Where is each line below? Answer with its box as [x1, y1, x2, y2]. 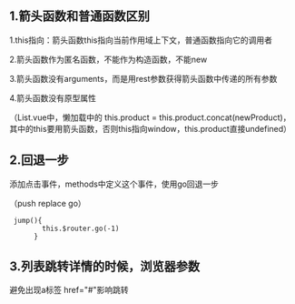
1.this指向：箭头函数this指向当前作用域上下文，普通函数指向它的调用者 [9, 35, 273, 46]
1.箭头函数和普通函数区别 [9, 8, 151, 25]
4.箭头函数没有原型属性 [9, 92, 97, 103]
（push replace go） [9, 198, 86, 208]
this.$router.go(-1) [42, 224, 120, 233]
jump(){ [13, 216, 43, 225]
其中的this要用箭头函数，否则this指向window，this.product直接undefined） [9, 123, 292, 134]
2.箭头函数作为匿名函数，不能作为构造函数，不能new [9, 54, 208, 65]
